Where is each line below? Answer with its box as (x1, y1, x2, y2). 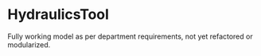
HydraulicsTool (7, 6, 109, 24)
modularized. (7, 39, 51, 49)
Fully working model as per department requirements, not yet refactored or (7, 32, 253, 41)
